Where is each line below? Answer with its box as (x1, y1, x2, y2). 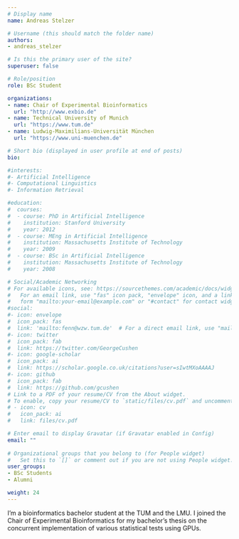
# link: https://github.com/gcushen (7, 384, 119, 391)
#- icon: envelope (7, 311, 62, 319)
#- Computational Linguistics (7, 180, 97, 187)
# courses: (7, 206, 43, 213)
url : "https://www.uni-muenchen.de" (14, 134, 122, 142)
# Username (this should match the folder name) (7, 30, 154, 37)
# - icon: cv (7, 404, 46, 411)
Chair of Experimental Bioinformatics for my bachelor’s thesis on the (7, 516, 208, 525)
